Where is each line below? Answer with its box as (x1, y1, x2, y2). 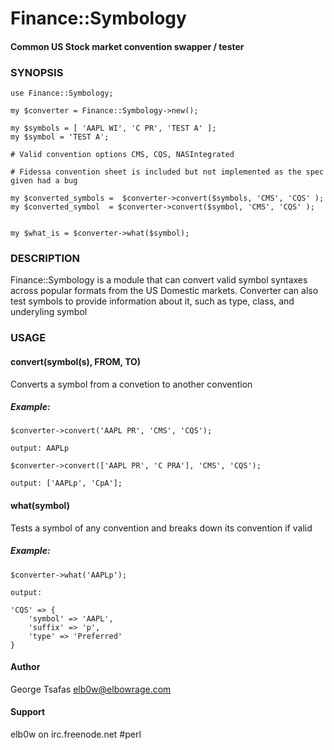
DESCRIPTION (10, 252, 81, 265)
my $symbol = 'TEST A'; (10, 132, 110, 142)
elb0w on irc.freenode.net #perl (10, 728, 142, 741)
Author (10, 661, 41, 673)
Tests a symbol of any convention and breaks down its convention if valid (10, 522, 313, 534)
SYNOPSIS (10, 65, 64, 79)
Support (10, 706, 46, 718)
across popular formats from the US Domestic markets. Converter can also (10, 285, 319, 297)
